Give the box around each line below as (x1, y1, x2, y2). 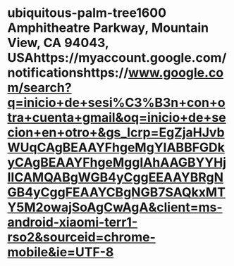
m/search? (7, 80, 72, 96)
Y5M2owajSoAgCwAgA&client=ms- (7, 199, 223, 215)
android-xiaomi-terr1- (7, 215, 138, 230)
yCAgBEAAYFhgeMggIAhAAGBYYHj (7, 155, 227, 170)
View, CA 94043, (7, 35, 109, 51)
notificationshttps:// (7, 65, 129, 81)
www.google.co (128, 65, 224, 81)
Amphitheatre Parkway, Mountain (7, 20, 209, 36)
